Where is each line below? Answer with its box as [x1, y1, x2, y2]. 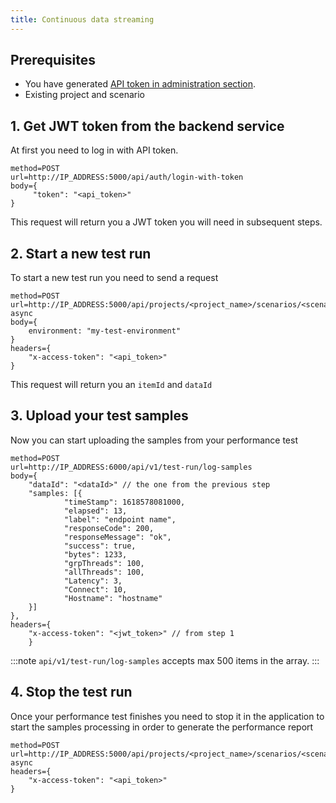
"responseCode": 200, [63, 523, 155, 533]
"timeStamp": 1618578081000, [63, 497, 186, 507]
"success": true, [63, 541, 137, 551]
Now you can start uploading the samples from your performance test [10, 434, 298, 446]
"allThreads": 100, [63, 567, 145, 577]
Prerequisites [10, 52, 96, 69]
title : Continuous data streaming [10, 14, 155, 25]
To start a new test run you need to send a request [10, 272, 219, 284]
